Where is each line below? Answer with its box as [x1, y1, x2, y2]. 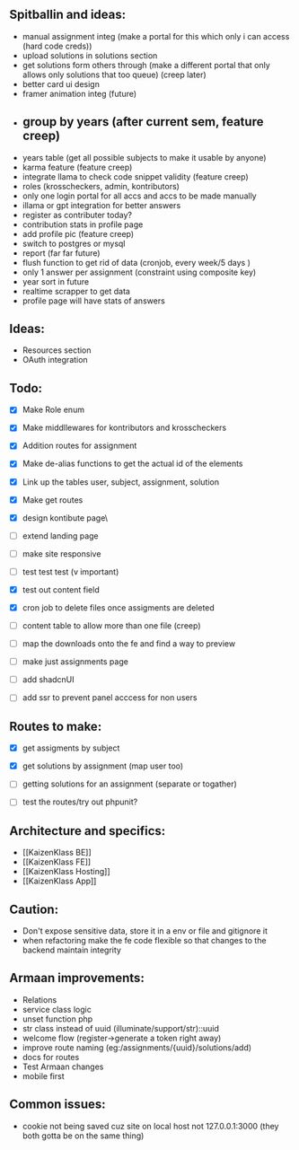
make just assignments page [22, 656, 128, 667]
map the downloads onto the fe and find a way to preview [22, 638, 236, 649]
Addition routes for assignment [22, 440, 137, 452]
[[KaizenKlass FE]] [22, 856, 92, 867]
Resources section [22, 345, 92, 356]
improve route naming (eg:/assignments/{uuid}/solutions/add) [22, 1041, 252, 1053]
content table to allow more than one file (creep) [22, 620, 201, 631]
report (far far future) [22, 247, 101, 259]
